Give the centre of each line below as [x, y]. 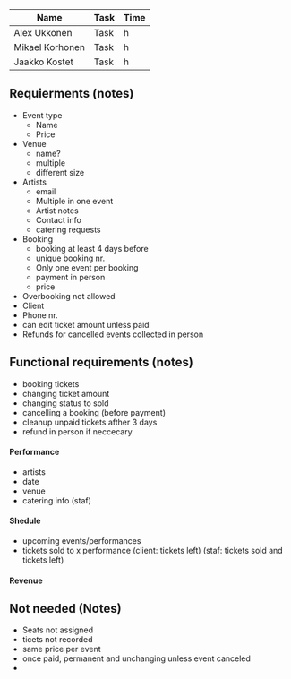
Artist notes [57, 211]
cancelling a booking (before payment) [94, 412]
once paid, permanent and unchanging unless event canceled [136, 658]
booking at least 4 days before [92, 248]
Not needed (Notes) [66, 609]
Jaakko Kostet [43, 62]
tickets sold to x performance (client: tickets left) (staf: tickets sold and [153, 551]
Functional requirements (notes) [102, 362]
